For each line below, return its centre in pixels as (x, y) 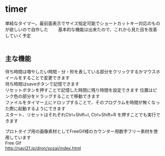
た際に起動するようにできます (35, 108)
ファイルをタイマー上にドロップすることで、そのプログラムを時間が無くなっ (82, 102)
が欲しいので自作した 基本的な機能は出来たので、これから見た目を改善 (81, 29)
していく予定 (18, 35)
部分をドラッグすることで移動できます (61, 96)
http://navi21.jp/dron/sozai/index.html (43, 148)
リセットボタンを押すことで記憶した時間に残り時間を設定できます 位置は (79, 90)
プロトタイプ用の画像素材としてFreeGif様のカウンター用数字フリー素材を (79, 131)
